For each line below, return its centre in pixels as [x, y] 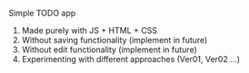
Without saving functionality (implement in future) [115, 40]
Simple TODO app [42, 13]
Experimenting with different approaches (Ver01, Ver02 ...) [131, 59]
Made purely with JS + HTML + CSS [90, 30]
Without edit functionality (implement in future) [109, 50]
